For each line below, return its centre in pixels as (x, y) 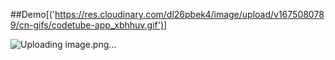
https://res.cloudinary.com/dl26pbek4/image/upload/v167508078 (189, 14)
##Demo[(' (33, 14)
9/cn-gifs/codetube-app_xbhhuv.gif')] (89, 25)
